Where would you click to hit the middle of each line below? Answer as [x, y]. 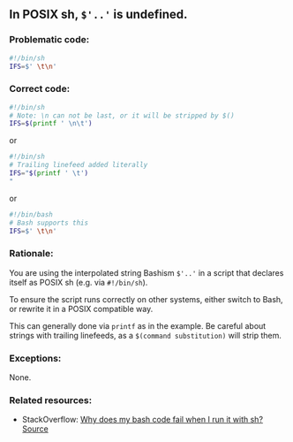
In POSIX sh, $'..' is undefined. [98, 15]
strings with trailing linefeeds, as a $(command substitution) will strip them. [146, 335]
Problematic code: [49, 40]
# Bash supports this [49, 223]
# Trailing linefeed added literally [79, 165]
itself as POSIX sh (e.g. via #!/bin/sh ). [79, 282]
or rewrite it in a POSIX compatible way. [81, 309]
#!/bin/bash [31, 214]
